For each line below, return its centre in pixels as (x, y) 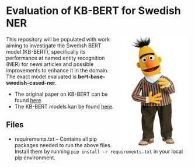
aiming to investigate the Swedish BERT (54, 46)
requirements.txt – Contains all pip (56, 139)
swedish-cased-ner (31, 82)
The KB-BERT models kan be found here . (64, 106)
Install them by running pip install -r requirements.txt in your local (99, 151)
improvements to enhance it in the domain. (58, 70)
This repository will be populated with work (58, 39)
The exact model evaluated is (41, 76)
